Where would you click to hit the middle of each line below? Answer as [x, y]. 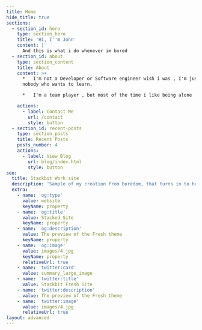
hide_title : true [28, 17]
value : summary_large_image [57, 274]
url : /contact [45, 117]
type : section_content [45, 62]
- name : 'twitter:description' [56, 290]
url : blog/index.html [55, 162]
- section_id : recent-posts [47, 128]
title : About [33, 67]
